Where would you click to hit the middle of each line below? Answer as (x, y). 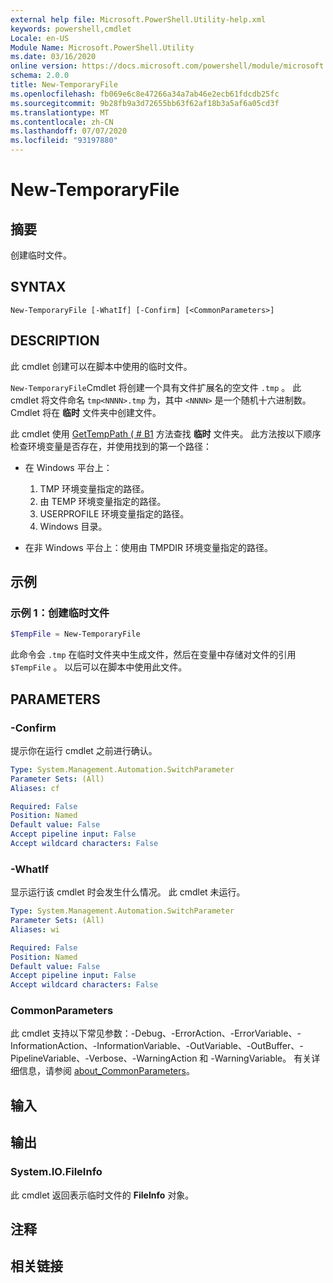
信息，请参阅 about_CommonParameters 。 (106, 1071)
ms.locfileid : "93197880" (64, 141)
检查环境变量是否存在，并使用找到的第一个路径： (111, 446)
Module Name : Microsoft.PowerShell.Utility (102, 47)
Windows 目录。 (73, 526)
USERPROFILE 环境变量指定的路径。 (114, 513)
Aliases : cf (35, 788)
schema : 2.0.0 (40, 76)
